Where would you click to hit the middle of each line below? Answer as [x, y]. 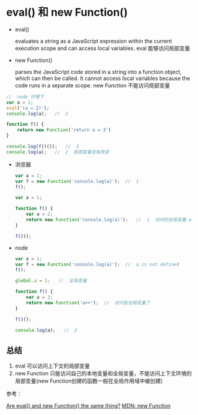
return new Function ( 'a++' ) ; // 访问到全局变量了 [88, 303]
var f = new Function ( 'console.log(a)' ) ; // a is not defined [97, 264]
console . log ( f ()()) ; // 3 [43, 147]
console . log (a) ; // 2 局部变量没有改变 [58, 152]
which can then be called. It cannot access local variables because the [102, 78]
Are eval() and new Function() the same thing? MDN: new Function [88, 406]
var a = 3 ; [40, 297]
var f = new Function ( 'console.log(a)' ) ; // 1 [77, 181]
